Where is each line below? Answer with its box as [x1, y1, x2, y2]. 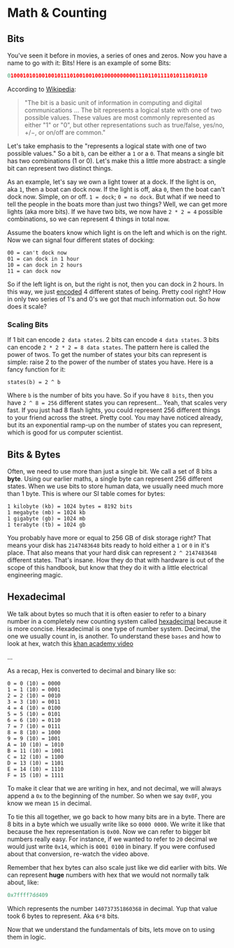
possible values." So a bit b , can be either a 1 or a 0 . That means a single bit [7, 149, 224, 157]
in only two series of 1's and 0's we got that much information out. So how [7, 295, 221, 303]
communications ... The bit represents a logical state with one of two [24, 106, 222, 114]
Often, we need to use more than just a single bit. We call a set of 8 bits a [7, 467, 218, 475]
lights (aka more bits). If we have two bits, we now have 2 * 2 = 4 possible [7, 207, 223, 215]
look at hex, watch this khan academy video [7, 639, 134, 648]
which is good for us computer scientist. [7, 428, 124, 437]
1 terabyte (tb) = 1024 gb [7, 521, 86, 528]
